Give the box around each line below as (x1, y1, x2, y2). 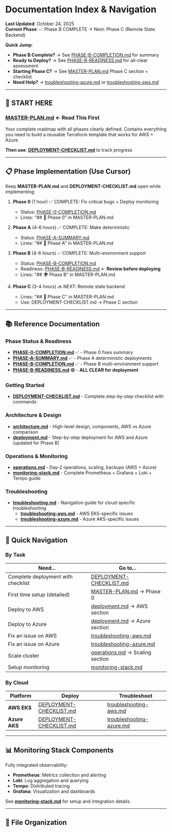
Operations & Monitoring (5, 452, 68, 459)
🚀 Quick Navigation (5, 535, 68, 544)
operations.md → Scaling (91, 649, 152, 656)
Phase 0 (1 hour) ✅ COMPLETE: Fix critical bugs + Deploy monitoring (12, 199, 159, 205)
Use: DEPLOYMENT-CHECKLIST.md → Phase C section (20, 299, 138, 305)
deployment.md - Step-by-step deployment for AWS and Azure (12, 434, 148, 440)
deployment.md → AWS (91, 603, 148, 609)
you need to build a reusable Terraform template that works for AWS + (5, 131, 154, 137)
